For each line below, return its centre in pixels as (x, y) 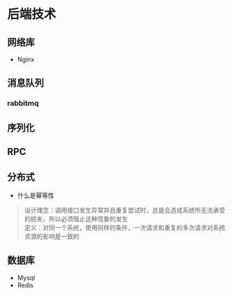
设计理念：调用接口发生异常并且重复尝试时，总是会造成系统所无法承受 (125, 210)
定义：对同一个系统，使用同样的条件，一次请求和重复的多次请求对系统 (125, 227)
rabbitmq (23, 103)
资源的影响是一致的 (52, 236)
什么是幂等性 (35, 195)
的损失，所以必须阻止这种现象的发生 (76, 219)
